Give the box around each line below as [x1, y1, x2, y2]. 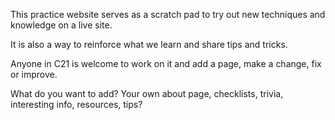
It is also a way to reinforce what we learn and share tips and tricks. [10, 39, 288, 50]
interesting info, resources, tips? [10, 99, 143, 110]
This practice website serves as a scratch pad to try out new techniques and [10, 9, 326, 20]
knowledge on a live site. [10, 19, 113, 31]
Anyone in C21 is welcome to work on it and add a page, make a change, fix [10, 58, 322, 69]
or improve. [10, 69, 58, 80]
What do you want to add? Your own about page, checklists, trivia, [10, 88, 284, 99]
